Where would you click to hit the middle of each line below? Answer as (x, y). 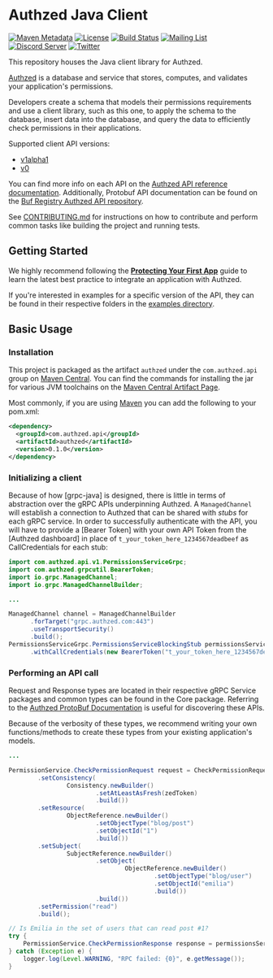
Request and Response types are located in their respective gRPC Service (132, 691)
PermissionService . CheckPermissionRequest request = (100, 770)
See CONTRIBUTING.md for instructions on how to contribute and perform (133, 216)
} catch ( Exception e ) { (50, 952)
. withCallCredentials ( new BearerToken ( (97, 652)
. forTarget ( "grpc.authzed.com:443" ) (92, 622)
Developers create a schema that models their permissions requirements (130, 102)
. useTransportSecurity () (72, 629)
